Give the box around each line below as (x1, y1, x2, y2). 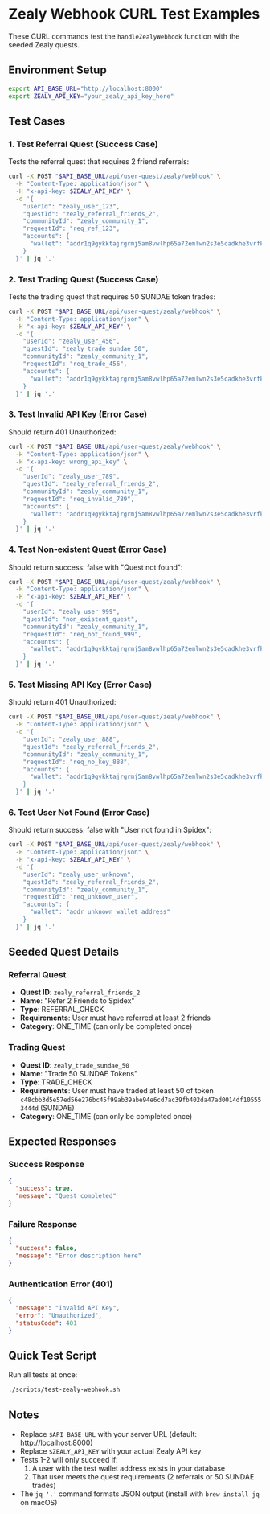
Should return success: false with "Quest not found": (8, 562, 183, 572)
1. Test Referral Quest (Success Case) (8, 138, 158, 150)
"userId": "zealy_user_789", (22, 472, 121, 481)
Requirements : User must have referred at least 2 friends (19, 1013, 211, 1022)
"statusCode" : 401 (15, 1319, 78, 1327)
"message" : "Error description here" (15, 1252, 142, 1260)
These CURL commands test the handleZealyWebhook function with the (8, 31, 240, 41)
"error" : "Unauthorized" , (15, 1311, 103, 1319)
